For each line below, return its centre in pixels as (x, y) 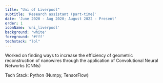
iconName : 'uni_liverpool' (32, 28)
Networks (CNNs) (23, 65)
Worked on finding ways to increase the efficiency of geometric (69, 55)
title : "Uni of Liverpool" (32, 10)
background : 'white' (26, 32)
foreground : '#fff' (25, 37)
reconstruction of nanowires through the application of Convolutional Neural (82, 60)
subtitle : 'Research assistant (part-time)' (51, 14)
